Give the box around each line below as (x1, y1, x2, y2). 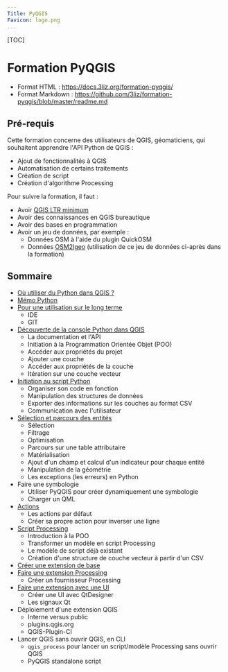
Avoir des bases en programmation (17, 221, 118, 229)
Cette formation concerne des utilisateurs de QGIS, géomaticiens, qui (7, 136, 206, 144)
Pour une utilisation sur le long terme (17, 303, 123, 312)
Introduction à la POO (27, 532, 89, 540)
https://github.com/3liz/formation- (74, 90, 173, 98)
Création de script (17, 171, 69, 180)
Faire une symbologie (17, 480, 80, 489)
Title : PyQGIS (7, 10, 49, 17)
